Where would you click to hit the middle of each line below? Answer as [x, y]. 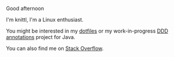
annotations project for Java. [41, 37]
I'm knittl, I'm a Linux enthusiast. [45, 19]
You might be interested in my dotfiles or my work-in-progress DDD [87, 31]
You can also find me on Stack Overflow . [55, 48]
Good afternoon [25, 8]
